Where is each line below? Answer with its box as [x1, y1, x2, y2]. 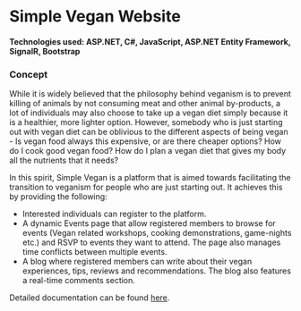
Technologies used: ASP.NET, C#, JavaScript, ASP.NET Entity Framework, [9, 36, 291, 46]
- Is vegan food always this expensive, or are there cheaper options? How [9, 136, 282, 147]
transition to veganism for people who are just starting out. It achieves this [9, 181, 283, 193]
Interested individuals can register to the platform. [21, 208, 207, 220]
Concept [9, 68, 47, 80]
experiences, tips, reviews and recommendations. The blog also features [21, 265, 291, 276]
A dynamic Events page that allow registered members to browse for [21, 218, 276, 229]
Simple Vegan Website [9, 6, 181, 27]
